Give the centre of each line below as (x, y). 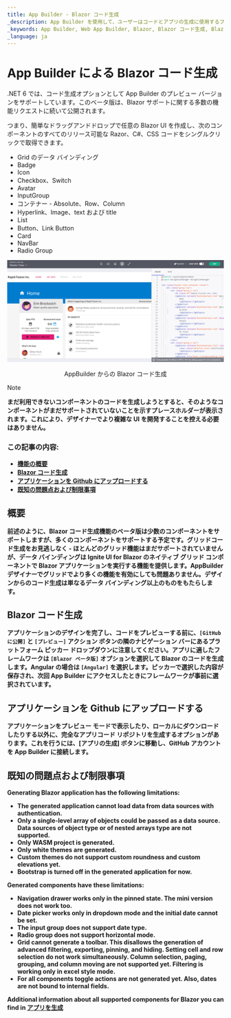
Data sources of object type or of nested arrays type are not (104, 827)
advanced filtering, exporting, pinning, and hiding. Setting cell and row (120, 949)
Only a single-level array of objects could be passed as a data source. (119, 820)
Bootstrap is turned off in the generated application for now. (104, 871)
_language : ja (27, 36)
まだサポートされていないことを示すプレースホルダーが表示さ (136, 411)
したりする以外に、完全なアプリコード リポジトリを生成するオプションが (110, 735)
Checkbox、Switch (44, 181)
